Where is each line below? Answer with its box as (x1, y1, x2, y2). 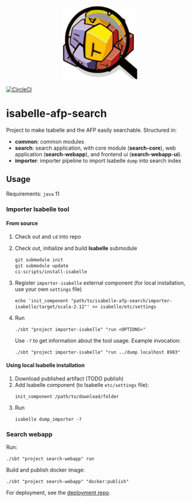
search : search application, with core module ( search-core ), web (14, 144, 176, 151)
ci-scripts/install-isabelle (14, 268, 87, 275)
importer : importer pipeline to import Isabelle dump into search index (14, 157, 181, 164)
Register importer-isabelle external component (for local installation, (14, 279, 186, 286)
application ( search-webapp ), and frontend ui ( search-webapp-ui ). (14, 150, 183, 157)
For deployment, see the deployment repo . (6, 489, 111, 497)
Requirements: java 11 (6, 190, 60, 197)
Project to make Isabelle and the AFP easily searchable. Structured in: (6, 126, 177, 134)
